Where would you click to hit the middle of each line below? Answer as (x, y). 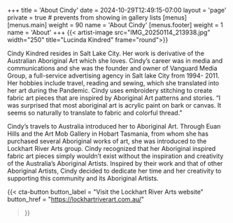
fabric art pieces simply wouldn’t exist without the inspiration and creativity (115, 156)
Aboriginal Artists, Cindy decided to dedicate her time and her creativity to (114, 171)
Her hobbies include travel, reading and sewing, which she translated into (113, 83)
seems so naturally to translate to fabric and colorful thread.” (95, 113)
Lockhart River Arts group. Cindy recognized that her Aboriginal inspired (112, 149)
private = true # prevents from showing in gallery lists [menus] (97, 17)
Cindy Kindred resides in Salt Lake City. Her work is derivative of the (106, 53)
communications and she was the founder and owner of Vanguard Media (112, 68)
